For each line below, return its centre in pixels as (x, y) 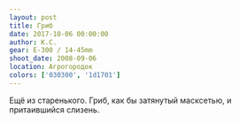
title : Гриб (31, 26)
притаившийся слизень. (54, 109)
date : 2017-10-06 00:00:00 (59, 34)
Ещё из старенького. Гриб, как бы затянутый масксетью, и (120, 100)
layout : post (33, 17)
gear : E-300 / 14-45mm (51, 50)
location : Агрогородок (51, 67)
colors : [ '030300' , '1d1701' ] (65, 75)
